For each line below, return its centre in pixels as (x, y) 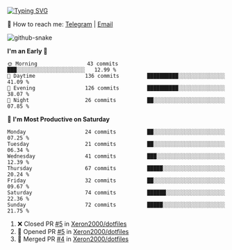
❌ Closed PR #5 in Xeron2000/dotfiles (72, 224)
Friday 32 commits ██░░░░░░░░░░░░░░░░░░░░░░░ (116, 181)
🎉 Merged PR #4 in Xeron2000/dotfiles (73, 239)
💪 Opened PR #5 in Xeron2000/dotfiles (73, 232)
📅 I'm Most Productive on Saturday (58, 119)
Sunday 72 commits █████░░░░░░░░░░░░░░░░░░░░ (116, 205)
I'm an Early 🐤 (27, 51)
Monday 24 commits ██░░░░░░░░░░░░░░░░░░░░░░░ (116, 132)
